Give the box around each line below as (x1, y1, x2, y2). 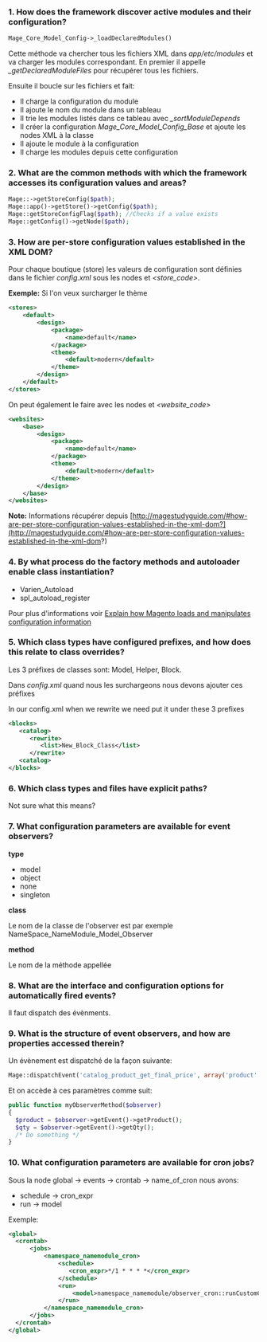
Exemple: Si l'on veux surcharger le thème (8, 288, 148, 298)
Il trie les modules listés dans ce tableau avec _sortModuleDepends (19, 114, 241, 124)
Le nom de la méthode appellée (8, 959, 112, 970)
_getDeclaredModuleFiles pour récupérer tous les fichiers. (8, 66, 199, 76)
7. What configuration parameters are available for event (8, 821, 230, 832)
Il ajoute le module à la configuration (19, 139, 139, 149)
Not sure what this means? (8, 801, 96, 810)
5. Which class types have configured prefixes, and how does (8, 637, 252, 648)
